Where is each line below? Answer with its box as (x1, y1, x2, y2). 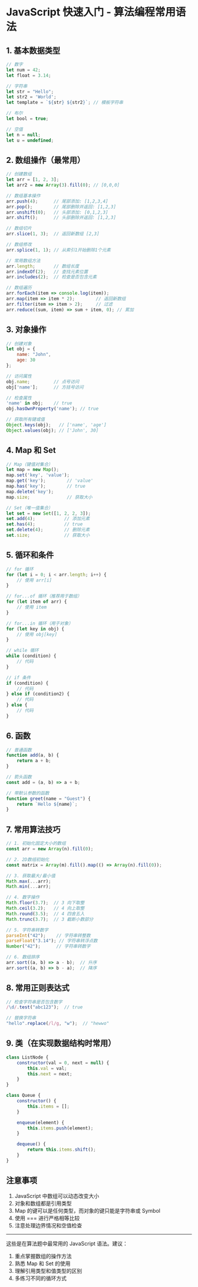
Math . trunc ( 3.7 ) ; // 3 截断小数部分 (6, 916, 94, 922)
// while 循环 (6, 648, 39, 654)
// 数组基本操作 (6, 192, 41, 198)
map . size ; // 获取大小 (6, 494, 93, 500)
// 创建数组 (6, 171, 32, 177)
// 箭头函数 (6, 774, 32, 780)
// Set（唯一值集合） (6, 505, 53, 511)
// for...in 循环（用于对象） (6, 620, 74, 626)
